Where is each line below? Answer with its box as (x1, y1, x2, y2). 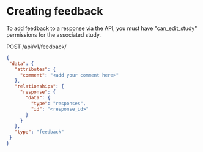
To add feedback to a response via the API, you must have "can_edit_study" (6, 25, 197, 32)
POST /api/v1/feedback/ (6, 43, 67, 50)
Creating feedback (6, 4, 103, 18)
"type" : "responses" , (31, 100, 86, 107)
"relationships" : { (14, 83, 64, 89)
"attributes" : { (14, 66, 56, 72)
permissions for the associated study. (6, 31, 101, 38)
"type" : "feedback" (14, 129, 64, 135)
